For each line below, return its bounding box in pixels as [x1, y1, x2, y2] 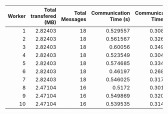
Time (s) [109, 16, 130, 22]
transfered [30, 12, 56, 19]
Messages [61, 16, 86, 22]
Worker [7, 12, 26, 19]
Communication [91, 9, 130, 16]
